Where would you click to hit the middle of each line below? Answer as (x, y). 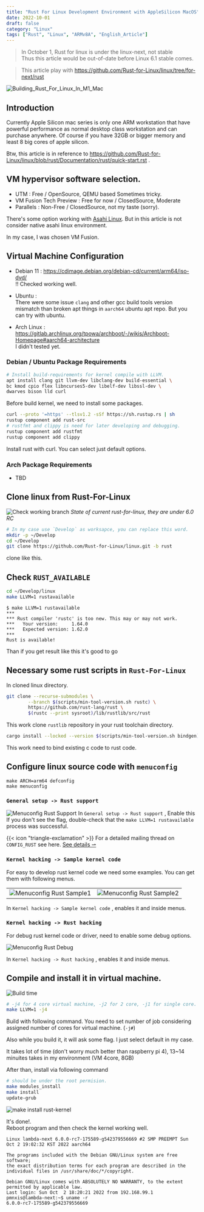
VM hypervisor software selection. (73, 180)
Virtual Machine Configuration (65, 256)
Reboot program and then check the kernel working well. (77, 1128)
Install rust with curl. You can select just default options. (76, 449)
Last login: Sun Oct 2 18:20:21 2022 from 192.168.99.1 (80, 1192)
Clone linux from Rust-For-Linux (68, 497)
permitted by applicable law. (45, 1187)
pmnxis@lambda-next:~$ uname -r (47, 1198)
